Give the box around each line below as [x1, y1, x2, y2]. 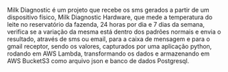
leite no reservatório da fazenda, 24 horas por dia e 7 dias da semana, [7, 21, 205, 28]
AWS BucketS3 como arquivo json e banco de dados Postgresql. [7, 57, 190, 64]
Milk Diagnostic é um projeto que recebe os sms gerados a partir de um [7, 6, 210, 14]
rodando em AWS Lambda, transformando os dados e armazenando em [7, 49, 210, 58]
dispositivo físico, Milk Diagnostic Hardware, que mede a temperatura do [7, 13, 213, 21]
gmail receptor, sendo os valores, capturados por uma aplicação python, [7, 43, 212, 50]
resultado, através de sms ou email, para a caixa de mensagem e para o [7, 35, 210, 43]
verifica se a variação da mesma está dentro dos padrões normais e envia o [7, 27, 221, 36]
